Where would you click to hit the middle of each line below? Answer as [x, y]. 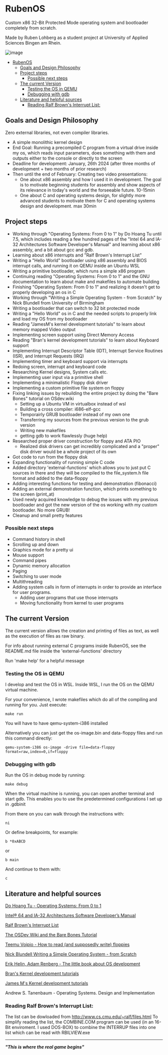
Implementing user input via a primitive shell [58, 377]
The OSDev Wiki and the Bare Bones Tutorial [51, 935]
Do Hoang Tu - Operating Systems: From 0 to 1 [53, 906]
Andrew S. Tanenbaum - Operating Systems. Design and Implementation [80, 993]
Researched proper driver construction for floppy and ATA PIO [76, 441]
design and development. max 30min [58, 206]
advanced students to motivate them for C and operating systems [87, 200]
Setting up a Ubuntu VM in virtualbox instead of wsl [73, 403]
